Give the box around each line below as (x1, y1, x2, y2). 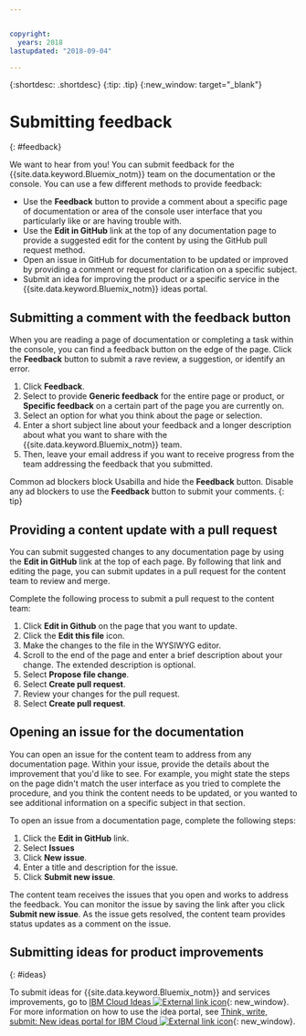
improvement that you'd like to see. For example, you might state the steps (9, 768, 290, 779)
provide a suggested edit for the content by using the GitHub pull (22, 235, 268, 246)
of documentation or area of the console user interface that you (22, 206, 263, 217)
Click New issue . (22, 852, 88, 863)
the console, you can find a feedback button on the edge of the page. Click (9, 344, 292, 355)
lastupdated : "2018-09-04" (9, 47, 112, 56)
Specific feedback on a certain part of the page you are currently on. (22, 401, 285, 412)
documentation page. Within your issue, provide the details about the (9, 759, 269, 769)
